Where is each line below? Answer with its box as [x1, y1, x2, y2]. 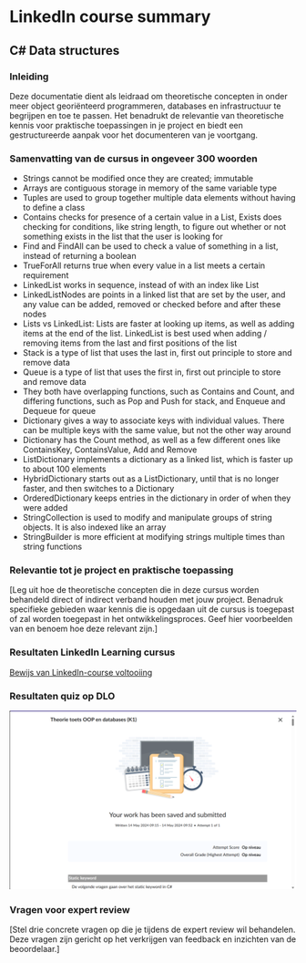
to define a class [22, 202, 86, 213]
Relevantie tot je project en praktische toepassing [9, 564, 234, 576]
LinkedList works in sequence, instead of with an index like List [22, 280, 260, 291]
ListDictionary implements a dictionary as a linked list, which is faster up [22, 454, 293, 465]
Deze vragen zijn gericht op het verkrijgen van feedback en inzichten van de [9, 934, 297, 945]
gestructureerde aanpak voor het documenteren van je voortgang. [9, 129, 258, 140]
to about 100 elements [22, 463, 107, 475]
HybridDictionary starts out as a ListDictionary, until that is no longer [22, 473, 280, 484]
